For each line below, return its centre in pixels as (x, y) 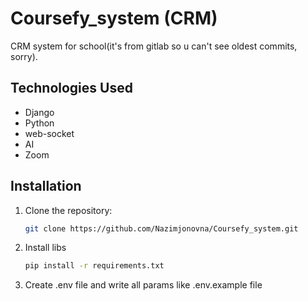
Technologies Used (71, 88)
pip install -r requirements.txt (94, 266)
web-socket (49, 133)
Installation (46, 186)
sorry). (24, 56)
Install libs (45, 248)
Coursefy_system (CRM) (114, 18)
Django (39, 112)
